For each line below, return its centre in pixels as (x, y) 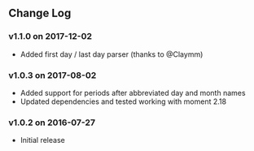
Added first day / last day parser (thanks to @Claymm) (112, 54)
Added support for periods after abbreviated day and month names (133, 93)
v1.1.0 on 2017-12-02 (50, 37)
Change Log (40, 13)
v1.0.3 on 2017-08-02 (53, 75)
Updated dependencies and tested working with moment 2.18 (123, 101)
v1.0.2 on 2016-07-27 (52, 123)
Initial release (42, 140)
